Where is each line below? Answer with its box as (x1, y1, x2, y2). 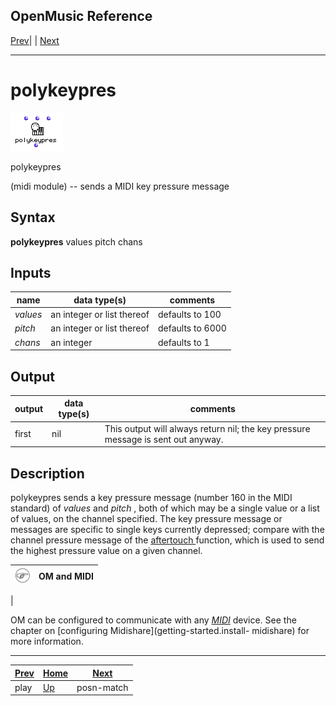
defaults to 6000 (157, 322, 227, 334)
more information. (10, 635, 84, 647)
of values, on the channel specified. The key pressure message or (10, 513, 283, 524)
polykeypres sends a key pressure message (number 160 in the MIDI (10, 492, 293, 503)
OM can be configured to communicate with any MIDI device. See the (10, 614, 297, 626)
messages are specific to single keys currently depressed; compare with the (10, 524, 325, 535)
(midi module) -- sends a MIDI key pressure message (10, 180, 230, 192)
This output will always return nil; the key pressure (104, 422, 311, 434)
